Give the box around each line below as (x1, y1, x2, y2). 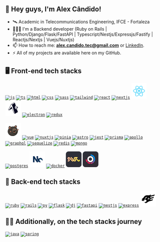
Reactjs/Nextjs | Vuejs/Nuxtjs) (12, 36, 74, 43)
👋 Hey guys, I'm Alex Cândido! (5, 5, 101, 14)
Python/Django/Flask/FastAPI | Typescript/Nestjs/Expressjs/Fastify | (12, 31, 153, 37)
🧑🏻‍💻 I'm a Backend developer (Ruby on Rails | (12, 26, 107, 32)
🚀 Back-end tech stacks (5, 178, 81, 186)
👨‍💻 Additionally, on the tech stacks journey (5, 217, 142, 226)
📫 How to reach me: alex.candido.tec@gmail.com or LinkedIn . (12, 42, 144, 48)
